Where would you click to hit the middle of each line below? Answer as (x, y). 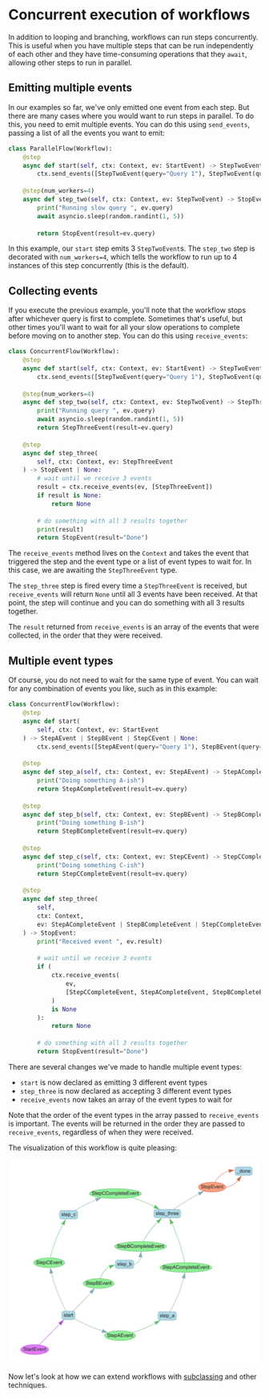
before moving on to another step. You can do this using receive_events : (128, 336)
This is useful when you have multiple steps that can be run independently (131, 45)
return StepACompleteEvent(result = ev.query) (112, 789)
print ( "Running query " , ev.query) (96, 411)
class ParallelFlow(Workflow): (60, 149)
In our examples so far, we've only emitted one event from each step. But (129, 107)
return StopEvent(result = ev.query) (96, 233)
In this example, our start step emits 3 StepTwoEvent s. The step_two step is (132, 249)
